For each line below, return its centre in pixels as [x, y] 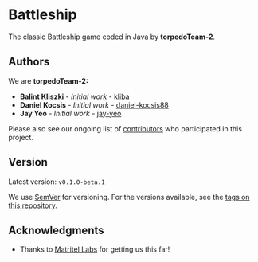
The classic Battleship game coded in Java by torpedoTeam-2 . [112, 37]
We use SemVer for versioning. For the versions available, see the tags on [129, 197]
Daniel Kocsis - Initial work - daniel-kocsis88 [94, 104]
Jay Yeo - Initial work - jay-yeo [70, 113]
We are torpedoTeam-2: [49, 80]
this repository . [33, 205]
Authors [29, 62]
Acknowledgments [57, 230]
